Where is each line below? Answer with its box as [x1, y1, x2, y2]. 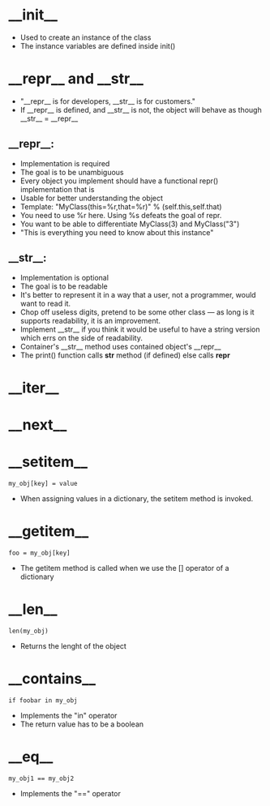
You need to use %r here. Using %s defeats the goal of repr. [19, 210, 222, 220]
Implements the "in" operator [19, 710, 118, 720]
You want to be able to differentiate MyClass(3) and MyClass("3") [19, 219, 240, 229]
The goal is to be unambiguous [19, 167, 124, 177]
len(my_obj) [8, 627, 49, 635]
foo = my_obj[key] [8, 549, 71, 557]
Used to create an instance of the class [19, 32, 152, 42]
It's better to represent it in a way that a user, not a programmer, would [19, 289, 257, 299]
